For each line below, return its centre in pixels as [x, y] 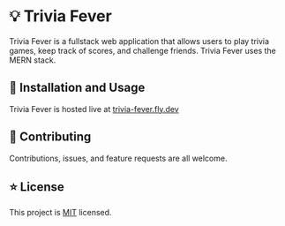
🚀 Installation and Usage [77, 88]
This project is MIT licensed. [60, 213]
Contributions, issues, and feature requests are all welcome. [118, 158]
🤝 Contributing [50, 137]
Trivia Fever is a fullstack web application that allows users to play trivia [139, 41]
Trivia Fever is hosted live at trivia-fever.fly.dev [94, 109]
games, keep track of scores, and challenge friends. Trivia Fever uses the [142, 50]
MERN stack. [33, 60]
